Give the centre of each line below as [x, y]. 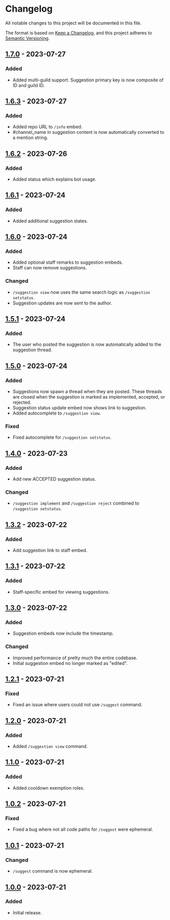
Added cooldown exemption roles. [48, 788]
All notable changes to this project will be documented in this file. [74, 23]
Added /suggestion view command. [50, 746]
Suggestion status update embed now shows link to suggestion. [79, 408]
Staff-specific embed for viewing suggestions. [61, 592]
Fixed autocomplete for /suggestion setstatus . [62, 437]
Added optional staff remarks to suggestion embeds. [68, 262]
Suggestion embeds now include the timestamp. [63, 633]
